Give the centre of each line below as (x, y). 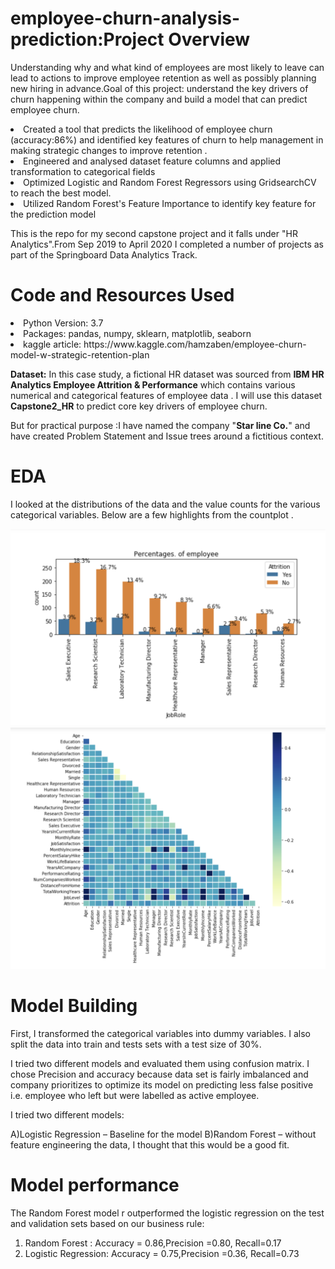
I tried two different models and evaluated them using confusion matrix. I (160, 1064)
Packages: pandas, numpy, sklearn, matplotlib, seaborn (137, 333)
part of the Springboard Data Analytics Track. (104, 254)
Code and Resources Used (122, 295)
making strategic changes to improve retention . (109, 150)
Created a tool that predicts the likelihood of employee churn (148, 129)
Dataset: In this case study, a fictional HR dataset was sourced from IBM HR (167, 374)
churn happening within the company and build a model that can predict (159, 99)
